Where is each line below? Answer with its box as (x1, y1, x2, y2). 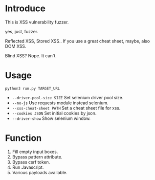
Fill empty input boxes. (12, 149, 58, 155)
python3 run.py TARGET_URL (5, 86, 60, 91)
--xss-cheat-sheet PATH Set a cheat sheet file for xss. (12, 105, 121, 111)
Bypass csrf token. (12, 159, 50, 165)
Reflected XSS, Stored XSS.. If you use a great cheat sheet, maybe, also (5, 38, 150, 44)
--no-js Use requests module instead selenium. (12, 100, 109, 106)
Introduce (5, 3, 45, 14)
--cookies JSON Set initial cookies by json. (12, 110, 97, 116)
